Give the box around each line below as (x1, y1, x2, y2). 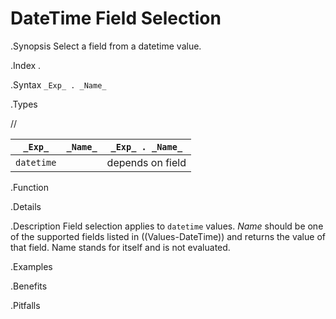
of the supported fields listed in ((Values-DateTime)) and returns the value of (10, 230, 326, 242)
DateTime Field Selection (10, 7, 222, 30)
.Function (10, 181, 50, 193)
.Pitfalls (10, 299, 41, 311)
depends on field (106, 155, 187, 169)
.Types (10, 98, 38, 110)
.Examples (10, 260, 53, 272)
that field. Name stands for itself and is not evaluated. (10, 241, 231, 253)
